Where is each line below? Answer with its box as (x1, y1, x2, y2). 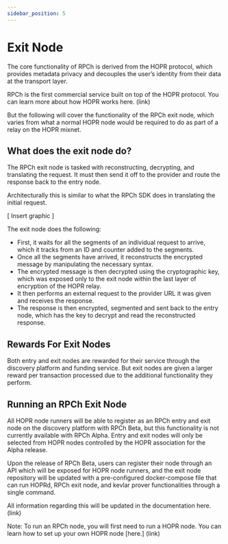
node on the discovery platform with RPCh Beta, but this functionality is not (7, 424, 219, 432)
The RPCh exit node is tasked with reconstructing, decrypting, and (7, 163, 195, 172)
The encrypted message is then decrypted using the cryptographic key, (16, 268, 220, 276)
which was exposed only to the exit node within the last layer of (16, 275, 197, 283)
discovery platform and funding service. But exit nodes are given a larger (7, 364, 214, 372)
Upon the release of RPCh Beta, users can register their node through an (7, 459, 212, 467)
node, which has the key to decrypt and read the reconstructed (16, 311, 196, 320)
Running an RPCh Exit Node (7, 399, 127, 410)
